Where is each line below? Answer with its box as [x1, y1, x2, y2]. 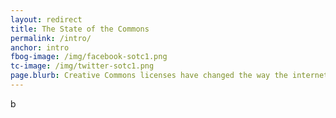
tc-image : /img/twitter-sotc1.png [10, 61, 155, 71]
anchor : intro [10, 42, 70, 53]
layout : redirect [10, 14, 83, 25]
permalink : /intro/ [10, 33, 92, 43]
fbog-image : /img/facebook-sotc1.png [10, 52, 168, 62]
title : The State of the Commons [10, 24, 150, 34]
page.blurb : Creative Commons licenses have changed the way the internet [10, 71, 329, 81]
